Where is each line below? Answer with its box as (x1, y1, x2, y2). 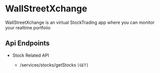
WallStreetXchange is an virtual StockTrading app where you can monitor (5, 19, 155, 25)
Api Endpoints (5, 39, 50, 48)
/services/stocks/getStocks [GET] (19, 62, 88, 68)
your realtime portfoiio (5, 24, 51, 30)
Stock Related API (12, 52, 49, 58)
